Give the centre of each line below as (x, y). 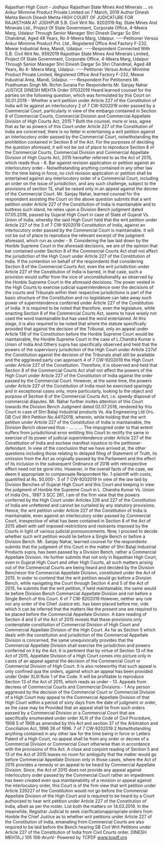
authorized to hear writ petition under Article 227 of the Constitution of (76, 801)
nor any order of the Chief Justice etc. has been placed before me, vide (77, 604)
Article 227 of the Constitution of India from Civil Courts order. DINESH (76, 832)
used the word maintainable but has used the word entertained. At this (75, 318)
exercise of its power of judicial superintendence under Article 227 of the (78, 438)
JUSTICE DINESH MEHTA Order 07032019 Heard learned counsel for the (78, 90)
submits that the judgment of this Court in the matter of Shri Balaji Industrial (81, 547)
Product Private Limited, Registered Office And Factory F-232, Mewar (75, 74)
